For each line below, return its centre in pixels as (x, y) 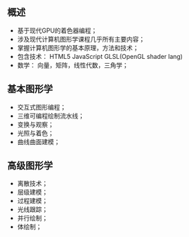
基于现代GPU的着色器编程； (57, 30)
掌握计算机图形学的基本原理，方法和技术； (78, 48)
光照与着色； (35, 133)
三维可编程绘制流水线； (51, 116)
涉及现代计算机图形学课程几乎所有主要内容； (81, 39)
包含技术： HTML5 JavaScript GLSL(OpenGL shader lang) (100, 56)
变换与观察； (35, 124)
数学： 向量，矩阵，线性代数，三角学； (73, 65)
